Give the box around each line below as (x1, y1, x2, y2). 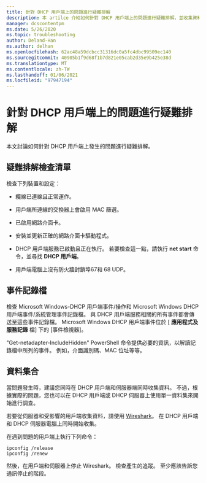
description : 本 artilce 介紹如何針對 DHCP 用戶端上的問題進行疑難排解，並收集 (6, 15, 193, 21)
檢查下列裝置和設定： (6, 179, 60, 187)
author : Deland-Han (6, 37, 56, 44)
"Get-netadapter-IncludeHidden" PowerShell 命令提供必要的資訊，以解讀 (6, 339, 191, 346)
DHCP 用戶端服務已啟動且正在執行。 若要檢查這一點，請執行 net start (15, 245, 192, 252)
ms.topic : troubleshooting (6, 32, 75, 38)
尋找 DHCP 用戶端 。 (31, 252, 83, 260)
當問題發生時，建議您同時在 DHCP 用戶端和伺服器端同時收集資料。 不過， (6, 384, 193, 391)
